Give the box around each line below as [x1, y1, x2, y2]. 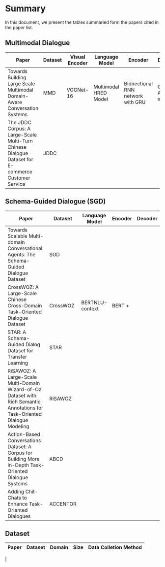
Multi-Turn [7, 137, 33, 144]
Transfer [7, 353, 27, 360]
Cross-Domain [7, 302, 42, 309]
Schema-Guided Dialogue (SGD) [5, 198, 106, 206]
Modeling [7, 423, 29, 430]
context [81, 305, 99, 312]
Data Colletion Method [88, 544, 142, 551]
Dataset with [7, 392, 37, 399]
